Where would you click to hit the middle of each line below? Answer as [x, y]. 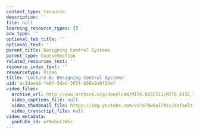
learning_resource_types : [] [42, 28]
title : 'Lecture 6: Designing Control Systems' [66, 78]
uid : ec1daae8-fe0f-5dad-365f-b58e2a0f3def [61, 84]
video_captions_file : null [45, 100]
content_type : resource [36, 12]
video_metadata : [26, 116]
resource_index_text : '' [37, 67]
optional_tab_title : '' [36, 39]
